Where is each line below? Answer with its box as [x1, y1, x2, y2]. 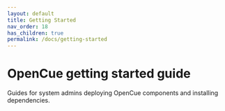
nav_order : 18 [7, 23, 49, 30]
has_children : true [7, 29, 64, 37]
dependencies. [7, 96, 50, 105]
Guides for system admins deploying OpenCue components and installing [7, 89, 219, 97]
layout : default [7, 10, 54, 17]
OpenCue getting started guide [7, 66, 191, 82]
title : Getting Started [7, 17, 77, 24]
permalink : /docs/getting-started [7, 36, 108, 43]
